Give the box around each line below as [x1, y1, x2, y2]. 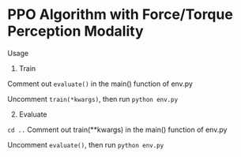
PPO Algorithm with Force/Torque [7, 6, 234, 24]
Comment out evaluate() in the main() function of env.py [7, 79, 193, 88]
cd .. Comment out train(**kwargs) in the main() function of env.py [7, 125, 228, 134]
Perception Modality [7, 22, 144, 40]
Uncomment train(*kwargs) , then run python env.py [7, 94, 179, 103]
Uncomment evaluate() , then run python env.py [7, 140, 164, 149]
